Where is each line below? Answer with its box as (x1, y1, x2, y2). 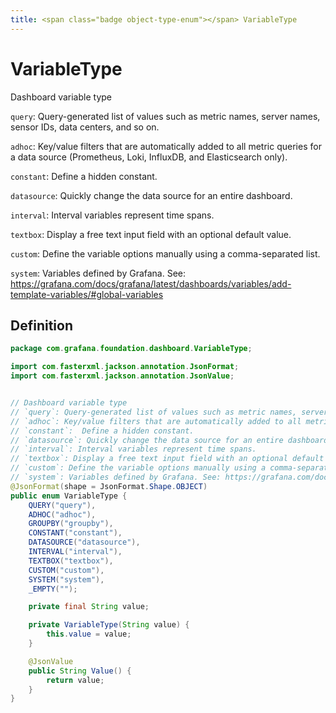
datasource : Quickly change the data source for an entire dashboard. (10, 189, 293, 201)
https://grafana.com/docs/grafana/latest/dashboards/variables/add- (10, 277, 292, 290)
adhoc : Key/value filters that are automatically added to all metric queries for (10, 140, 322, 152)
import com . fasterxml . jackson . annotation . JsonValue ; (10, 371, 235, 381)
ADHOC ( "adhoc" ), (28, 509, 97, 520)
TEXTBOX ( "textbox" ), (28, 556, 114, 566)
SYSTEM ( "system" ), (28, 574, 105, 585)
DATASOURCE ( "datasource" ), (28, 537, 141, 548)
